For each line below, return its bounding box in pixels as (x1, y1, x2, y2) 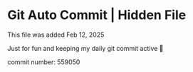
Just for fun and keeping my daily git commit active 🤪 (7, 44, 164, 52)
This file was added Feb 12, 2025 (7, 30, 105, 39)
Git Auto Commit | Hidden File (7, 7, 187, 23)
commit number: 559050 (7, 57, 80, 66)
